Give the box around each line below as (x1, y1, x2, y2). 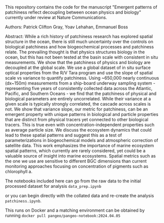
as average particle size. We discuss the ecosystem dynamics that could (5, 127, 152, 133)
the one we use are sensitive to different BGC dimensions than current (5, 158, 147, 164)
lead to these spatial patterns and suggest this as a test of (5, 132, 122, 138)
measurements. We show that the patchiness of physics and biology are (5, 60, 151, 65)
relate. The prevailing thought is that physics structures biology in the (5, 49, 145, 55)
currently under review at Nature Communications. (5, 15, 107, 20)
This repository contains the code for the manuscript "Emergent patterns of (5, 4, 158, 10)
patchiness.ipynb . (5, 198, 42, 203)
